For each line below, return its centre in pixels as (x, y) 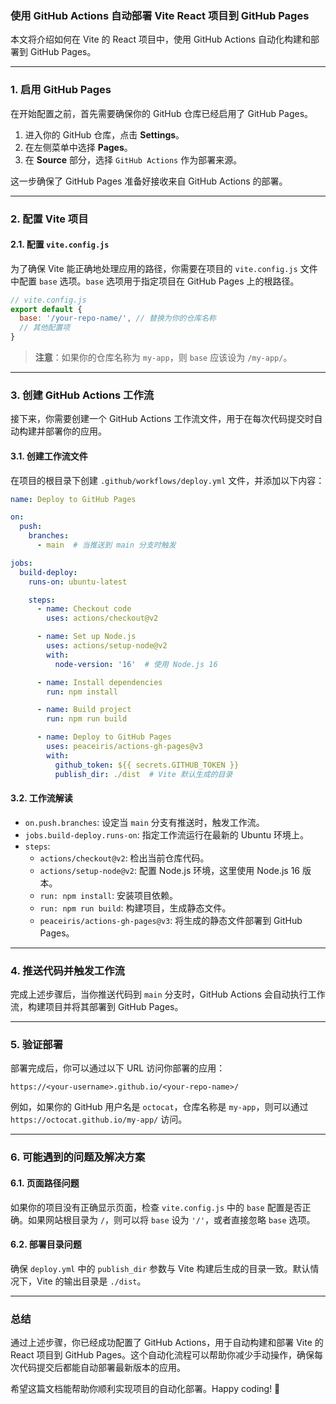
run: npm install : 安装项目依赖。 (109, 895)
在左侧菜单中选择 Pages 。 (78, 147)
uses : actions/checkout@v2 (102, 618)
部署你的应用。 (75, 431)
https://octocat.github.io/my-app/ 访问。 (99, 1119)
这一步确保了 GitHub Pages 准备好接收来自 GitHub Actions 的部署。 (149, 181)
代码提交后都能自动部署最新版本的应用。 (102, 1368)
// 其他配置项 (45, 328)
